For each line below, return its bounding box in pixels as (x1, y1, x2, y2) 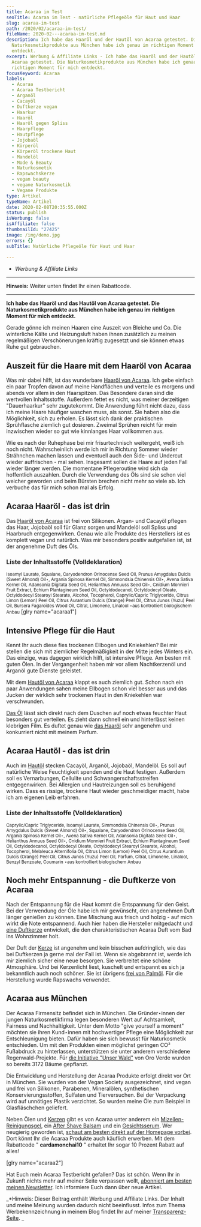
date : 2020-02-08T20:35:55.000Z (6, 204, 87, 210)
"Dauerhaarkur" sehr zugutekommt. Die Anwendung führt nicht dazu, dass (6, 402, 190, 409)
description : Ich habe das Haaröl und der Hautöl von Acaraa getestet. (6, 37, 188, 43)
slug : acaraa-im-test (6, 20, 60, 26)
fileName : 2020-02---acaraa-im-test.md (6, 31, 106, 37)
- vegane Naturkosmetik (11, 182, 71, 188)
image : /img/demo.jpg (6, 232, 60, 238)
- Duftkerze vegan (11, 103, 58, 110)
